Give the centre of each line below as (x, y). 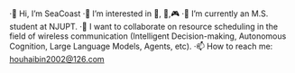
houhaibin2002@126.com (57, 59)
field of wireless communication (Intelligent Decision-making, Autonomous (148, 36)
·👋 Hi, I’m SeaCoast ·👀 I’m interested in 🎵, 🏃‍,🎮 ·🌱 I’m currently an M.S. (139, 14)
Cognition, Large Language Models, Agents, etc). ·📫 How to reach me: (141, 46)
